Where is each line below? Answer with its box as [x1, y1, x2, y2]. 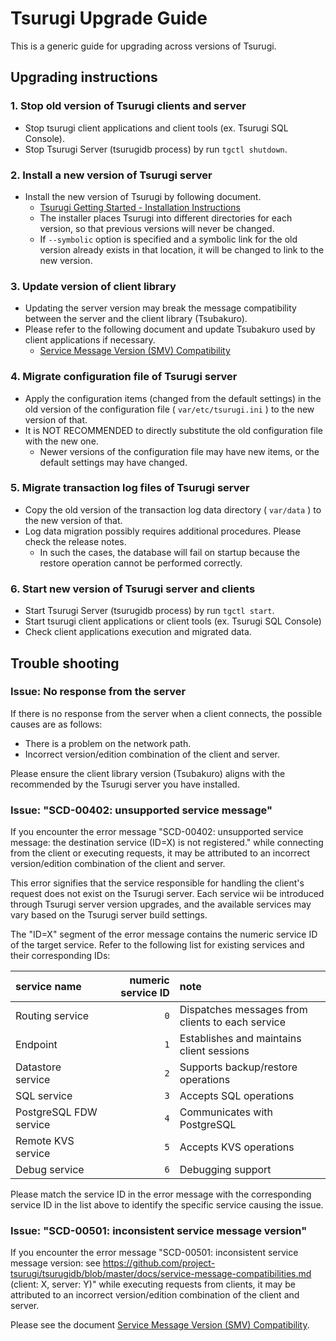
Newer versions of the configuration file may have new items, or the [39, 445, 320, 457]
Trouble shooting [10, 655, 120, 672]
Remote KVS [15, 1134, 75, 1148]
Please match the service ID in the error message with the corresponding [10, 1188, 312, 1201]
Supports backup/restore [179, 1060, 298, 1074]
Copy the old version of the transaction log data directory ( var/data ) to [24, 503, 322, 516]
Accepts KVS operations [179, 1140, 295, 1154]
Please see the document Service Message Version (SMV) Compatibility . [10, 1319, 310, 1331]
